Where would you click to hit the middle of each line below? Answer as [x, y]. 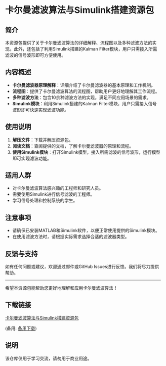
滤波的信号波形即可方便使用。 [35, 55]
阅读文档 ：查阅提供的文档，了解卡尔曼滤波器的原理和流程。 [73, 146]
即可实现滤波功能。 [32, 158]
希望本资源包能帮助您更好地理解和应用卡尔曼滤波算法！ [61, 288]
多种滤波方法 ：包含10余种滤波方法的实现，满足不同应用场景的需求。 [82, 97]
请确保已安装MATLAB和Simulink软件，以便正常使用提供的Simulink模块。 [86, 230]
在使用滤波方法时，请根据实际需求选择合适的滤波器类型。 [71, 237]
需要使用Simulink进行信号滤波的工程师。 [53, 194]
